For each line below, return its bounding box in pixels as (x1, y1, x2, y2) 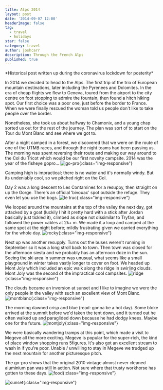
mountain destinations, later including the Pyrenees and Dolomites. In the (5, 85, 152, 90)
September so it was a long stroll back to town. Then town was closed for (5, 245, 152, 250)
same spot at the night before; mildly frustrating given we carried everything (5, 225, 158, 231)
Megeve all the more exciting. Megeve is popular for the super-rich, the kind (5, 335, 158, 341)
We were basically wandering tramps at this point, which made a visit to (5, 330, 149, 336)
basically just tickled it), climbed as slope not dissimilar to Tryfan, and (5, 214, 145, 220)
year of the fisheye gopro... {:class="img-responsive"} (5, 160, 133, 166)
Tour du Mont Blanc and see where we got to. (5, 130, 97, 136)
